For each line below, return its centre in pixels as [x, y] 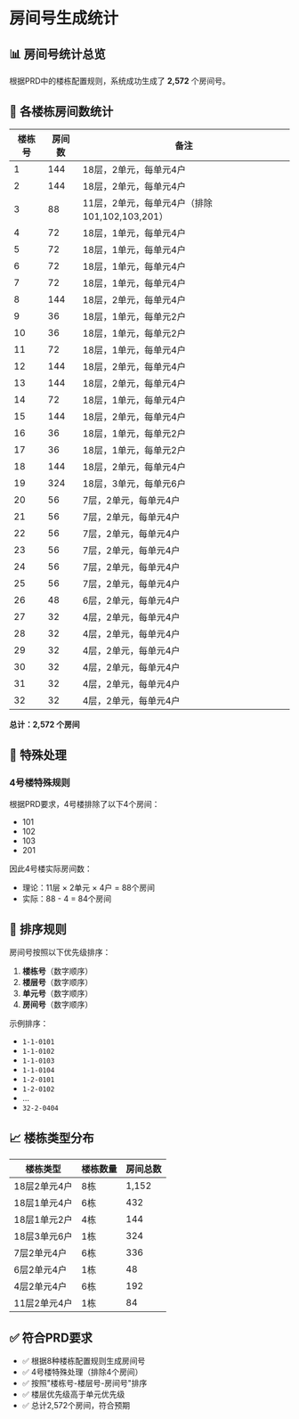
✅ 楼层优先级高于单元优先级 [73, 1394]
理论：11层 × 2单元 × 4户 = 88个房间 [89, 887]
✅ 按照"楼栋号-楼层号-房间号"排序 [85, 1382]
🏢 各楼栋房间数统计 [61, 112]
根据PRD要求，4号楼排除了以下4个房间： [85, 803]
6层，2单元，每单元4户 [131, 600]
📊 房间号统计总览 [58, 54]
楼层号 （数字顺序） [57, 983]
